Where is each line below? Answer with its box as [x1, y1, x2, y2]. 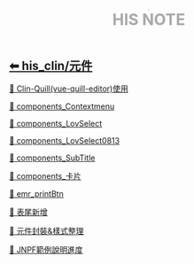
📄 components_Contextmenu [9, 101, 115, 112]
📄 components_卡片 [9, 171, 81, 182]
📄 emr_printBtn [9, 189, 64, 199]
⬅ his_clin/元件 [9, 58, 93, 74]
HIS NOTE [112, 10, 186, 30]
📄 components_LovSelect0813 [9, 136, 120, 146]
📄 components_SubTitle [9, 152, 96, 163]
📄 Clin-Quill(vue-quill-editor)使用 [9, 83, 128, 94]
